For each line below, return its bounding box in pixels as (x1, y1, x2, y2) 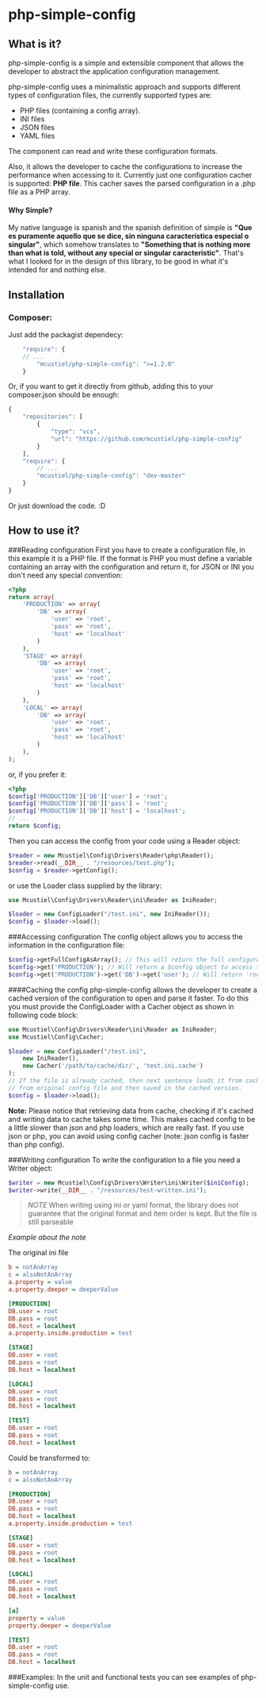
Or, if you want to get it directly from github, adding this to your (8, 382, 214, 391)
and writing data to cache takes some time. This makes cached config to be (8, 1114, 256, 1124)
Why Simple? (8, 205, 53, 215)
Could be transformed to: (8, 1453, 91, 1462)
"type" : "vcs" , (50, 428, 101, 436)
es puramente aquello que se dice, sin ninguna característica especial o (8, 232, 249, 241)
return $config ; (8, 822, 62, 830)
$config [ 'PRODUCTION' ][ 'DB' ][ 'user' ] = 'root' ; (8, 792, 169, 801)
